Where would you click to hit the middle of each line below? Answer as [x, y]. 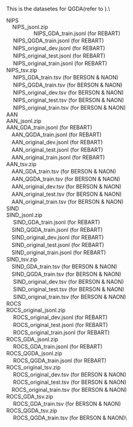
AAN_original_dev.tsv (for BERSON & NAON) [66, 187]
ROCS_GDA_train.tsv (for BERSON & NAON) [67, 404]
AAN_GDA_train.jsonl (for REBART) [49, 127]
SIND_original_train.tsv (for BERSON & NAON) [70, 297]
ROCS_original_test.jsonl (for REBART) [60, 325]
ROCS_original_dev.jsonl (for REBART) [60, 317]
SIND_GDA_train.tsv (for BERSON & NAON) [64, 267]
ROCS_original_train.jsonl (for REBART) [61, 332]
